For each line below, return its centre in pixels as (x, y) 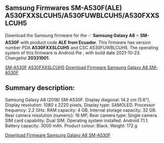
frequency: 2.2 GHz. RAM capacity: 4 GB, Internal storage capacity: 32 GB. (81, 110)
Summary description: (40, 88)
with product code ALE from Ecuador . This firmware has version (85, 42)
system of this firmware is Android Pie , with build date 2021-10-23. (73, 53)
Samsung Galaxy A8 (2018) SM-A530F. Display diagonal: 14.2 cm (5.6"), (78, 100)
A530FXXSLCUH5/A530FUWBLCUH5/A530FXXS (82, 16)
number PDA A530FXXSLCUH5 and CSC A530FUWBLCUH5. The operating (82, 47)
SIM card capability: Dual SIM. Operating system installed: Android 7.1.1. (77, 120)
